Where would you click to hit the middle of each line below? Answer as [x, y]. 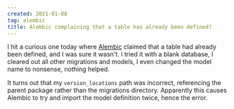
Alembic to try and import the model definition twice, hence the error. [108, 98]
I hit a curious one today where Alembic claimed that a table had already [112, 47]
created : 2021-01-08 [38, 14]
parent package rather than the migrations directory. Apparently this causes [117, 90]
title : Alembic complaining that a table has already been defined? [110, 27]
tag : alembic [26, 20]
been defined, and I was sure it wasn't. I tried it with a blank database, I [110, 54]
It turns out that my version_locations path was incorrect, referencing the [114, 83]
